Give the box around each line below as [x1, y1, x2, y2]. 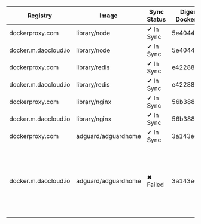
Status [147, 15, 166, 23]
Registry [27, 11, 53, 20]
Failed [147, 180, 165, 189]
